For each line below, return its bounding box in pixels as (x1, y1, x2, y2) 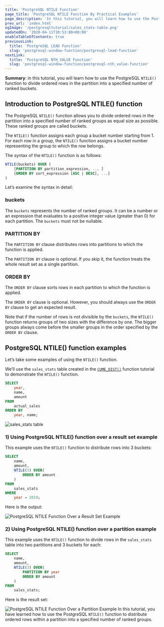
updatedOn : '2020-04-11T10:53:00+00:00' (5, 30, 89, 35)
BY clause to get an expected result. (5, 304, 77, 311)
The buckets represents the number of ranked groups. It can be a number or (5, 207, 158, 213)
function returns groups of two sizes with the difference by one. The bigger (5, 319, 157, 325)
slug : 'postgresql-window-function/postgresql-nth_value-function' (9, 62, 150, 67)
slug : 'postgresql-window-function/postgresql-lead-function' (9, 48, 139, 53)
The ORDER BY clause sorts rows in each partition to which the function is (5, 285, 150, 291)
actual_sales (14, 403, 41, 408)
